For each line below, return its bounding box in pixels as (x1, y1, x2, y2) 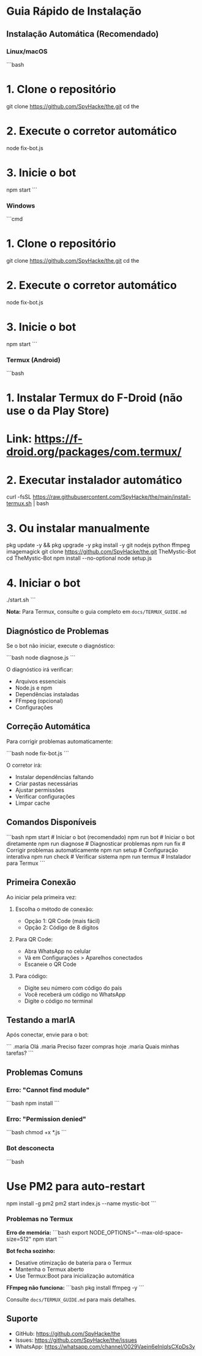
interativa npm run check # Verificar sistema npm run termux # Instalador (6, 853, 192, 860)
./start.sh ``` (6, 596, 36, 604)
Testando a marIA (6, 1015, 75, 1025)
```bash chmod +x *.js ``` (6, 1129, 67, 1136)
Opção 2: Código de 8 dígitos (24, 924, 99, 931)
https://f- (34, 432, 83, 446)
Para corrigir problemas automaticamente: (6, 737, 113, 745)
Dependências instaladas (15, 691, 80, 698)
